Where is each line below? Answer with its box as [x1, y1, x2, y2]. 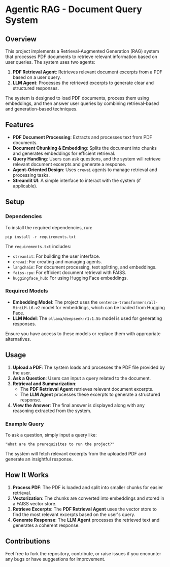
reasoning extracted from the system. [12, 408, 92, 414]
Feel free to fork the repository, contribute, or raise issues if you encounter [5, 550, 161, 556]
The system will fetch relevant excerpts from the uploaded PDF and [5, 450, 146, 456]
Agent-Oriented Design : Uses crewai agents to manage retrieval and [12, 167, 157, 173]
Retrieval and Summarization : [12, 381, 77, 387]
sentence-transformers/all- [98, 300, 158, 305]
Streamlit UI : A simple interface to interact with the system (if [12, 177, 141, 183]
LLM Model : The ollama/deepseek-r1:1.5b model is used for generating [12, 315, 162, 321]
